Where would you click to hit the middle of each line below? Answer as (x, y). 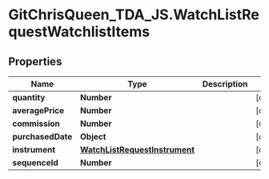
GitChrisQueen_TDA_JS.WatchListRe (134, 15)
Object (93, 136)
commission (36, 124)
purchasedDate (42, 136)
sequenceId (35, 163)
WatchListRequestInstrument (137, 150)
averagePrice (38, 110)
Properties (35, 61)
